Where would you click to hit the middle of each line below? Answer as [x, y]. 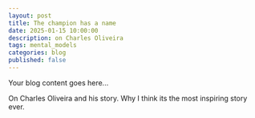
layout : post [30, 16]
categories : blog [37, 53]
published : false [37, 61]
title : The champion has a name [62, 23]
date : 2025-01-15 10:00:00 [53, 30]
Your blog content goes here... [59, 83]
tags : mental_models [43, 45]
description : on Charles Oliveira [66, 38]
